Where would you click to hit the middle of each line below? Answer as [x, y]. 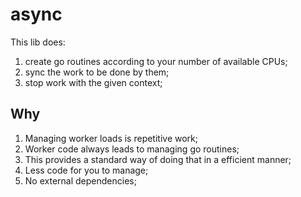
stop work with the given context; [93, 82]
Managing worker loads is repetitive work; [111, 138]
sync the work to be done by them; [97, 72]
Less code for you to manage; [86, 170]
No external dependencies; [80, 180]
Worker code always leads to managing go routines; [132, 149]
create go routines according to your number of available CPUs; [156, 61]
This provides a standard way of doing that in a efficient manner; [158, 159]
